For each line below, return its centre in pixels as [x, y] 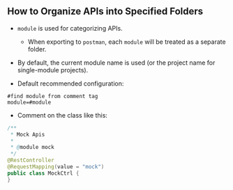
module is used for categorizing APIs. [70, 28]
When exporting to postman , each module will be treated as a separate [127, 42]
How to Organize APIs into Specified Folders [105, 11]
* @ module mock [32, 148]
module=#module [29, 102]
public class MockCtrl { [43, 173]
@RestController [31, 160]
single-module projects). [53, 70]
